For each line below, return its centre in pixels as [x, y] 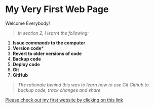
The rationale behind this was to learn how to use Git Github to [83, 85]
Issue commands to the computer [49, 43]
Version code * [28, 48]
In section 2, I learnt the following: [53, 33]
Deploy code [26, 64]
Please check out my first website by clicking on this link [64, 100]
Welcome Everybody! [28, 23]
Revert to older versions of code [47, 53]
